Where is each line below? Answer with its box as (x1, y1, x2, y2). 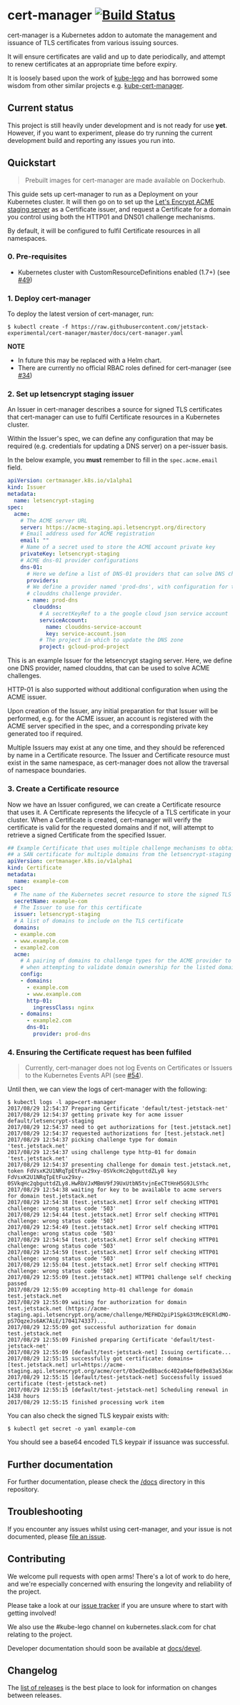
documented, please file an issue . (7, 1532, 107, 1541)
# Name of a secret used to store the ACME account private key (20, 544, 216, 551)
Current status (7, 102, 74, 114)
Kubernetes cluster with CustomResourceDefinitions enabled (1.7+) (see (17, 268, 231, 277)
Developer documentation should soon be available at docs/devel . (7, 1644, 202, 1652)
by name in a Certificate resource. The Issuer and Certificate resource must (7, 751, 230, 760)
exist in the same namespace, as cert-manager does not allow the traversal (7, 758, 229, 767)
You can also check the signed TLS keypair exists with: (7, 1411, 169, 1420)
